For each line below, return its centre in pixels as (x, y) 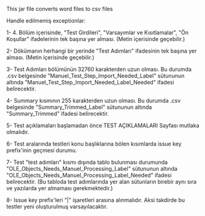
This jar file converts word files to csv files (60, 9)
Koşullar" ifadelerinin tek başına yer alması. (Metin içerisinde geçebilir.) (96, 39)
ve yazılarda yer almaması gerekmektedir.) (60, 188)
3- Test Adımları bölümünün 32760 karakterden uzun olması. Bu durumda (99, 69)
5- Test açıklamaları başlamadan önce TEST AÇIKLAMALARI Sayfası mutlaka (103, 125)
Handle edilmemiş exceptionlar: (46, 20)
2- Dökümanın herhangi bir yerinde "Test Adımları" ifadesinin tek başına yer (102, 51)
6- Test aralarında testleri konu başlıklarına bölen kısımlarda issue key (94, 144)
